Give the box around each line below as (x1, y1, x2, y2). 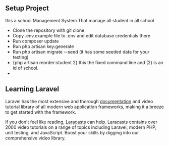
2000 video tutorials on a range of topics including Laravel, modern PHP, (5, 124, 157, 130)
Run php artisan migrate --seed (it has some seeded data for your (12, 48, 150, 55)
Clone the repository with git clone (12, 27, 85, 33)
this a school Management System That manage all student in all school (5, 17, 154, 23)
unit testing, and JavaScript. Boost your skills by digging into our (5, 129, 139, 135)
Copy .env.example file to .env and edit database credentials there (12, 32, 150, 38)
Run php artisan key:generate (12, 43, 74, 50)
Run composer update (12, 38, 59, 44)
